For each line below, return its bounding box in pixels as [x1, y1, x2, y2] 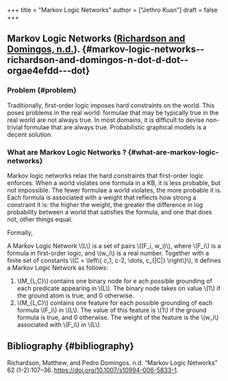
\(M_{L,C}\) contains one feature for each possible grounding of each [16, 298, 213, 307]
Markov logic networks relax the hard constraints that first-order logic [7, 171, 204, 180]
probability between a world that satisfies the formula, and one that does [7, 208, 212, 216]
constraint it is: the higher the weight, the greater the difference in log [7, 200, 203, 208]
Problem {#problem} [7, 86, 77, 95]
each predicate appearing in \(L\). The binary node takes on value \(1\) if [16, 284, 221, 292]
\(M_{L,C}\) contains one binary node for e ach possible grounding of [16, 277, 212, 285]
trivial [7, 123, 23, 131]
